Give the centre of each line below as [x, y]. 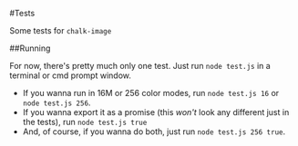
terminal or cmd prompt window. [71, 75]
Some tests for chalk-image [61, 30]
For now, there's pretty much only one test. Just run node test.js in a [140, 66]
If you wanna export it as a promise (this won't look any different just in [156, 112]
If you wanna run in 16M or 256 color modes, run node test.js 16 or [151, 93]
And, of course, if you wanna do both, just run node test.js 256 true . [154, 131]
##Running [30, 48]
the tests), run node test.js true [85, 122]
